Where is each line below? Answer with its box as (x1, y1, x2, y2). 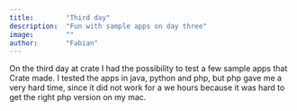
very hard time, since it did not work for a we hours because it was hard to (9, 82, 285, 93)
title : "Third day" (9, 13, 111, 23)
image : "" (9, 30, 75, 39)
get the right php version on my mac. (9, 92, 147, 103)
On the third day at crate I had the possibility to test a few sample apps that (9, 63, 288, 74)
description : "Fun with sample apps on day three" (9, 22, 207, 31)
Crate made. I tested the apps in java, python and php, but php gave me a (9, 73, 282, 84)
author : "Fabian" (9, 38, 99, 48)
